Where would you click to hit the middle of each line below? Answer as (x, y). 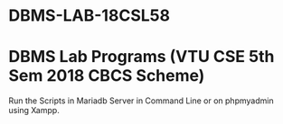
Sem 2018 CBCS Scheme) (107, 76)
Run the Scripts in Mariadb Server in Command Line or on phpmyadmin (141, 101)
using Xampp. (34, 111)
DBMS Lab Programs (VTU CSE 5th (141, 57)
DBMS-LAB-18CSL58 (90, 16)
